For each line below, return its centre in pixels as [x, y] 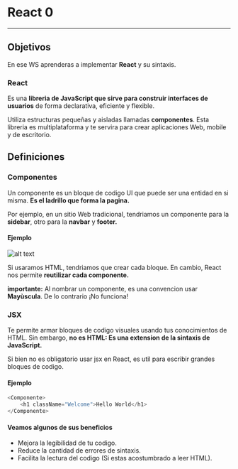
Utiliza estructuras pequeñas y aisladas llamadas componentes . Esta [108, 120]
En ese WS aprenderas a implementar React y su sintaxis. [92, 64]
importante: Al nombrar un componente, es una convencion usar [103, 289]
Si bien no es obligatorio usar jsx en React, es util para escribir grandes [111, 359]
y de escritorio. [29, 135]
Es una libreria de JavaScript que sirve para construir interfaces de [108, 98]
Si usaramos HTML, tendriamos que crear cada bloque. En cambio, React [114, 267]
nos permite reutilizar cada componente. [68, 275]
